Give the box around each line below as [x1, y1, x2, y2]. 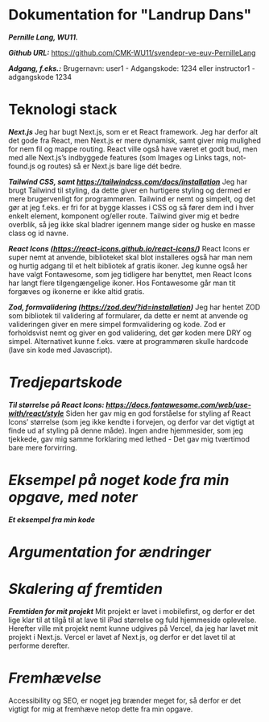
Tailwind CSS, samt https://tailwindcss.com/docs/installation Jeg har [8, 176, 248, 186]
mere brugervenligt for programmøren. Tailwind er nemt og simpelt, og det [8, 193, 256, 203]
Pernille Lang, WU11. [8, 32, 79, 42]
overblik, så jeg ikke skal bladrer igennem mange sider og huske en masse [8, 219, 255, 229]
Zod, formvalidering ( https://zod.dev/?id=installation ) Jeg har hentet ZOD [8, 302, 261, 312]
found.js [8, 161, 36, 171]
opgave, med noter [8, 488, 139, 506]
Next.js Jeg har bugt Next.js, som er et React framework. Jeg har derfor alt [8, 127, 259, 136]
